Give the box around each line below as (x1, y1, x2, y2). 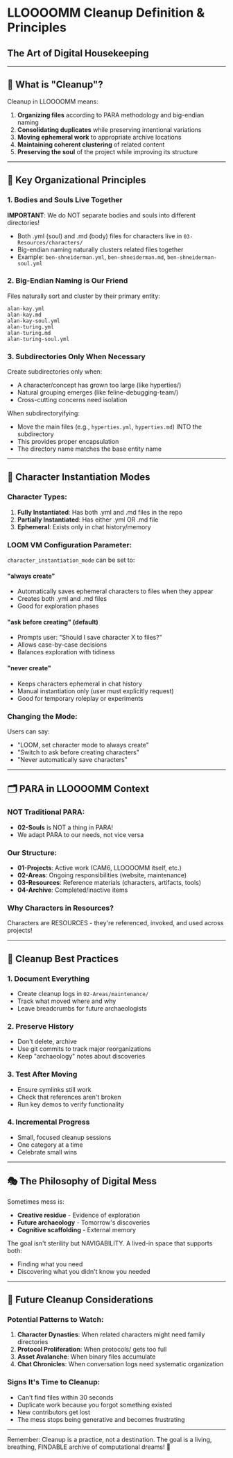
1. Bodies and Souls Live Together (7, 195, 123, 205)
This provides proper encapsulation (17, 438, 119, 446)
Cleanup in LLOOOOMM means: (7, 97, 99, 106)
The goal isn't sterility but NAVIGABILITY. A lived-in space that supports (7, 1239, 213, 1248)
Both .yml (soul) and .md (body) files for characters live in (17, 231, 182, 240)
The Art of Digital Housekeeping (7, 47, 149, 59)
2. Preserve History (7, 1021, 74, 1031)
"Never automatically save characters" (17, 755, 128, 763)
